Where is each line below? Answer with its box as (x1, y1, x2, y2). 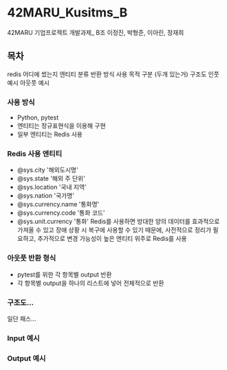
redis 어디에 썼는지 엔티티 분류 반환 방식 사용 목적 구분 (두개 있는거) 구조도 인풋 (7, 70, 220, 78)
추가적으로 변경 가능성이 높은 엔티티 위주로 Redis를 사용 (37, 235, 187, 243)
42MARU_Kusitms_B (7, 5, 128, 21)
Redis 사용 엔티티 (7, 149, 63, 159)
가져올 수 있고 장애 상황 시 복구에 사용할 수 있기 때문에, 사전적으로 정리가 (17, 226, 212, 234)
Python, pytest (17, 113, 59, 122)
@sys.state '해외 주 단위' (17, 174, 86, 183)
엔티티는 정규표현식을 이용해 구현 (17, 122, 106, 130)
